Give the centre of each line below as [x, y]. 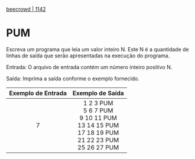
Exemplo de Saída [98, 93]
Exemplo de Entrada [38, 93]
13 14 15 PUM [98, 125]
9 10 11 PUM [98, 118]
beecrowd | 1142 [26, 9]
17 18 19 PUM [98, 132]
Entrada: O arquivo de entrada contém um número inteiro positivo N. [89, 67]
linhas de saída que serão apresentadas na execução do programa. [88, 56]
